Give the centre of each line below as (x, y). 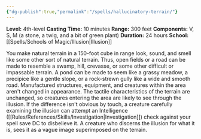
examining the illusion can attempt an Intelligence (67, 110)
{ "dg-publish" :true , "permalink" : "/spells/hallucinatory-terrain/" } (92, 12)
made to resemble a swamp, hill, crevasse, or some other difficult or (90, 66)
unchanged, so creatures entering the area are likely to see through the (94, 98)
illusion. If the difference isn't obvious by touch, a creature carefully (89, 104)
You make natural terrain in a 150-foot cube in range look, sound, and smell (99, 53)
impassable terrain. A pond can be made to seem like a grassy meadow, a (97, 72)
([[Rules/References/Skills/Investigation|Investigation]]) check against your (99, 117)
